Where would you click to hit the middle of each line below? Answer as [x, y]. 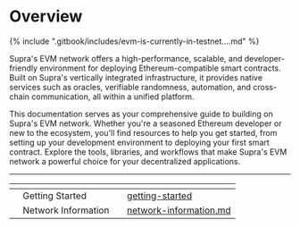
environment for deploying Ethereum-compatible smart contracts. [160, 68]
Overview [46, 17]
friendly [24, 68]
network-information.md [179, 210]
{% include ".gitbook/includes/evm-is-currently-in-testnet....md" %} [134, 41]
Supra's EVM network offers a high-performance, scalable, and [126, 58]
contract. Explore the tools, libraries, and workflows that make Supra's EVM [148, 152]
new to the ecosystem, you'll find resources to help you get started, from [143, 132]
